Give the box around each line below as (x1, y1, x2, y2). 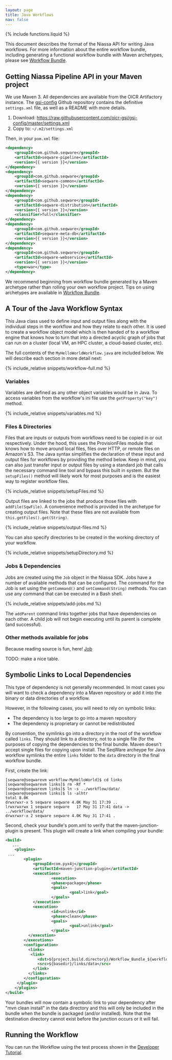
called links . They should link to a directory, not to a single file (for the (5, 736, 154, 742)
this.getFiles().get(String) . (5, 515, 69, 521)
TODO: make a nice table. (5, 656, 59, 662)
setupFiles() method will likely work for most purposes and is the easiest (5, 473, 161, 479)
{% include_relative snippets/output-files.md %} (5, 524, 107, 531)
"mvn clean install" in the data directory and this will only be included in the (5, 1005, 164, 1011)
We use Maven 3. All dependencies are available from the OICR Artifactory (5, 94, 163, 100)
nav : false (5, 17, 29, 22)
